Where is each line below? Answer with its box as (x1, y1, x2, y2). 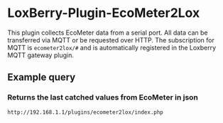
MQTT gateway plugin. (7, 51, 75, 59)
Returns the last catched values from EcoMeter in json (7, 93, 199, 102)
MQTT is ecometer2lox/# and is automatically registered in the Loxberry (7, 43, 217, 52)
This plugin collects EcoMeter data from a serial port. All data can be (7, 28, 208, 37)
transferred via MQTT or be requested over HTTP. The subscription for (7, 35, 214, 44)
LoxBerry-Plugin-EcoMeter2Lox (7, 5, 200, 21)
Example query (7, 71, 76, 83)
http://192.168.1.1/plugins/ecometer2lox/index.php (7, 108, 163, 116)
